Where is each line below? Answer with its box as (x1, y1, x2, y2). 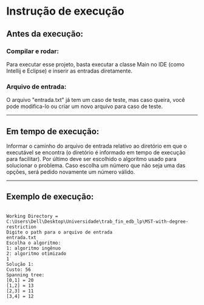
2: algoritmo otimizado (6, 250, 67, 257)
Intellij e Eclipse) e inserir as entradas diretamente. (6, 67, 132, 74)
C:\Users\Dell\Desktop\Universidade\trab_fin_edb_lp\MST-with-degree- (6, 218, 189, 224)
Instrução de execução (6, 4, 124, 18)
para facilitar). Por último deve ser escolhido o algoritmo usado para (6, 155, 177, 162)
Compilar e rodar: (6, 47, 59, 56)
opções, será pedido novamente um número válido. (6, 168, 135, 175)
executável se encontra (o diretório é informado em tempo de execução (6, 148, 186, 156)
